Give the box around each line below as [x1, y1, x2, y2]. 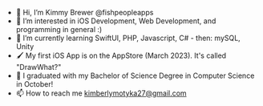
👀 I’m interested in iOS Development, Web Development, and [15, 16, 216, 26]
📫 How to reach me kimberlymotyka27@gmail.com [15, 88, 187, 98]
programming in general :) [15, 25, 103, 34]
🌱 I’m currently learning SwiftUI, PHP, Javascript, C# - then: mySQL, [15, 33, 241, 43]
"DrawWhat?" [15, 63, 62, 71]
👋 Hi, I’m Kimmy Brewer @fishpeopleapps [15, 8, 154, 17]
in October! [15, 79, 54, 88]
